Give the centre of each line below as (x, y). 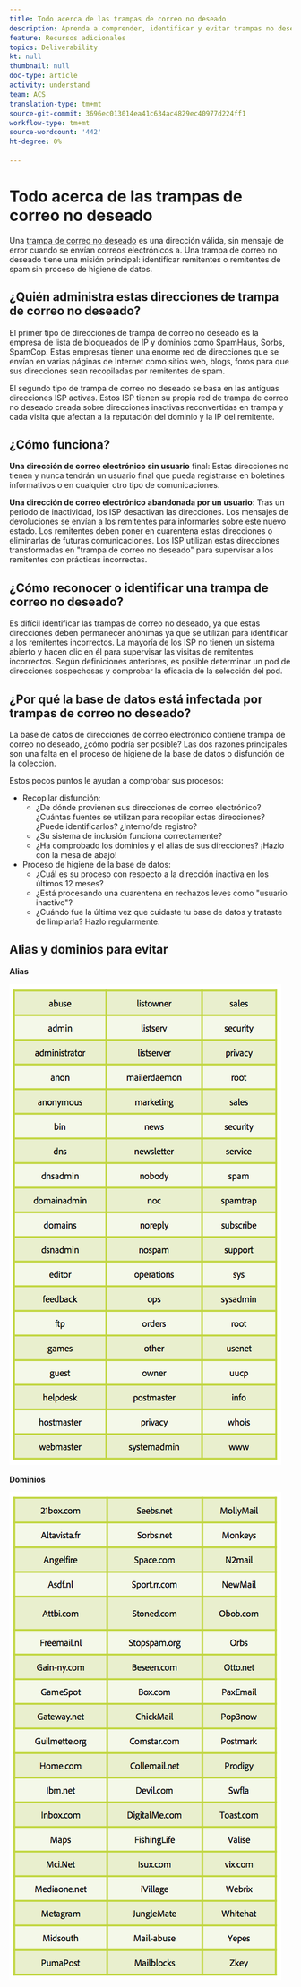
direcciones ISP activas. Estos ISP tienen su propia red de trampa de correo (149, 398)
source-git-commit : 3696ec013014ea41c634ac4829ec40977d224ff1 (128, 113)
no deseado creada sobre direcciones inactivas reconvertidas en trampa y (146, 407)
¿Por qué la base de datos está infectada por (136, 699)
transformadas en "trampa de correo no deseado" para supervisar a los (142, 550)
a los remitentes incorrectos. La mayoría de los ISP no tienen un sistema (142, 642)
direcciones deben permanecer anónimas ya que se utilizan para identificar (149, 633)
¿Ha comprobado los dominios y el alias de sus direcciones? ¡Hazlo (160, 845)
